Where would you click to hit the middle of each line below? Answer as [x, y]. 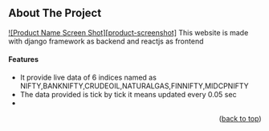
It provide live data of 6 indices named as [88, 78]
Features [23, 59]
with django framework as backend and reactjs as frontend [106, 41]
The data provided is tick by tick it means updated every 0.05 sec [128, 95]
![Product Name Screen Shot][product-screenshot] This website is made [128, 32]
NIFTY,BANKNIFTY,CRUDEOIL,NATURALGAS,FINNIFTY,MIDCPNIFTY [134, 86]
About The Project [55, 13]
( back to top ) [240, 119]
